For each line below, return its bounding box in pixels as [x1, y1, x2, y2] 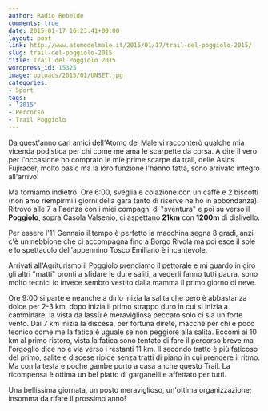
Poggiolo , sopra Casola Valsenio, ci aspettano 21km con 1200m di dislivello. [8, 213, 261, 222]
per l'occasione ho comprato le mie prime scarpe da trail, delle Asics [8, 154, 234, 164]
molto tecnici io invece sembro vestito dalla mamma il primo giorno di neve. [8, 277, 257, 287]
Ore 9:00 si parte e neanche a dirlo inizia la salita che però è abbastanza [8, 293, 247, 302]
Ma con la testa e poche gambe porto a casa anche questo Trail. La [8, 361, 230, 370]
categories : [8, 78, 48, 86]
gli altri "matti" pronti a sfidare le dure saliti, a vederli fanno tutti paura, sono [8, 269, 258, 278]
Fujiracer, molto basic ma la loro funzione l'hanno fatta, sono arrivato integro [8, 163, 260, 173]
